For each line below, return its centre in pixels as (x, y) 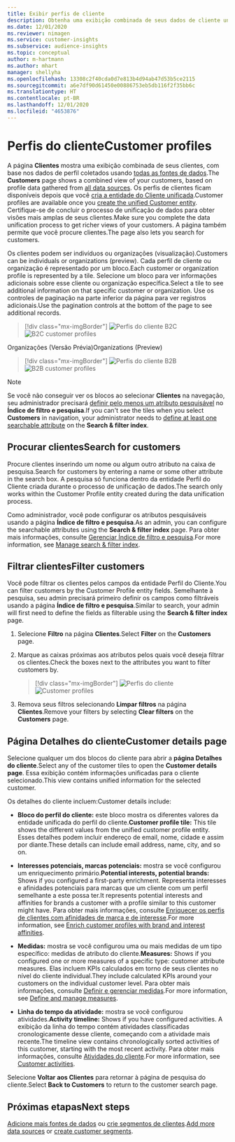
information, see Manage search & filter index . (74, 544)
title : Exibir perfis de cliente (56, 14)
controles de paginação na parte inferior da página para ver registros (107, 297)
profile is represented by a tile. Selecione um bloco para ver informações (112, 275)
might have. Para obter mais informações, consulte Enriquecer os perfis (121, 910)
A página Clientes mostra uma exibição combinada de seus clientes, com (113, 165)
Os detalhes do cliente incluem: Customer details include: (89, 801)
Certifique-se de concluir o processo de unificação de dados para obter (111, 210)
